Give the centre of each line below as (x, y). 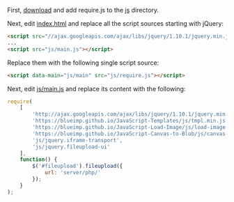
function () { (39, 160)
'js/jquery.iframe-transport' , (78, 140)
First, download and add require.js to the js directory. (83, 10)
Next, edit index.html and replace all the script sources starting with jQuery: (116, 23)
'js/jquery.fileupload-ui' (71, 147)
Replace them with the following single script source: (83, 63)
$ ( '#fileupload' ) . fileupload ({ (78, 166)
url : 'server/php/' (72, 173)
